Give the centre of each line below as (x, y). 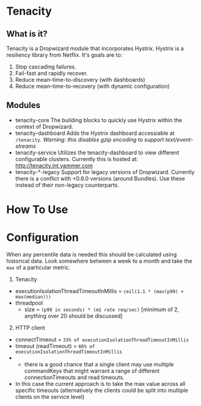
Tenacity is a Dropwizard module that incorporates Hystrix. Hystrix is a (95, 48)
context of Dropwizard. (44, 126)
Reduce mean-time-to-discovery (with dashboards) (80, 80)
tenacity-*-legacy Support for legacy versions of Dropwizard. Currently (105, 172)
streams (26, 146)
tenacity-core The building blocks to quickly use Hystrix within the (98, 120)
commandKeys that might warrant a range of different (92, 371)
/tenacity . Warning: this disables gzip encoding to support (90, 139)
